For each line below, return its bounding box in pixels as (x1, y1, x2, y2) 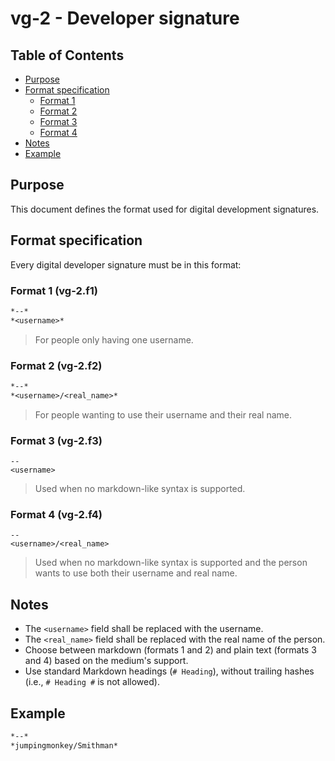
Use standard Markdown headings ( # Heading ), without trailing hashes (24, 665, 315, 677)
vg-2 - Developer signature (10, 7, 240, 30)
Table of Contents (10, 47, 125, 64)
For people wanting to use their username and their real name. (34, 408, 293, 421)
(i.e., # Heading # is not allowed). (24, 676, 160, 688)
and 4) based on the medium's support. (24, 655, 189, 667)
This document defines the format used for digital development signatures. (10, 203, 320, 215)
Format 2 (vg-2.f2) (10, 358, 103, 372)
